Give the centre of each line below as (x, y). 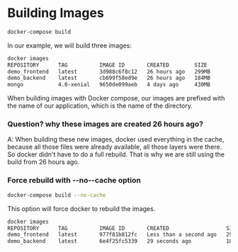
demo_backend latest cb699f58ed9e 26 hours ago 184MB (109, 78)
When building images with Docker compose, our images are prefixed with (116, 98)
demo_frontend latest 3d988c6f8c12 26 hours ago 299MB (109, 71)
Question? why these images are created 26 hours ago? (106, 124)
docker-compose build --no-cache (57, 195)
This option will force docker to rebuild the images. (81, 208)
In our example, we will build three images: (70, 45)
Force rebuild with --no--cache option (74, 181)
